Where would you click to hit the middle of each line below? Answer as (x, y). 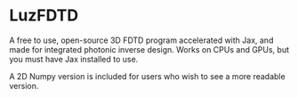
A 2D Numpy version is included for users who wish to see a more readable (148, 76)
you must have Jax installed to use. (74, 59)
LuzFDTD (44, 16)
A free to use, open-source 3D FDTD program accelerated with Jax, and (141, 40)
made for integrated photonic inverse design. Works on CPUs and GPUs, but (149, 49)
